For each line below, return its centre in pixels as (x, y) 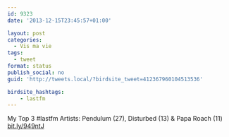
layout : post (26, 33)
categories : (25, 40)
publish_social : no (36, 72)
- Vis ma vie (33, 47)
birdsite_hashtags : (36, 92)
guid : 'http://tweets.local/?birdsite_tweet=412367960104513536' (105, 79)
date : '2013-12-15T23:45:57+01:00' (60, 20)
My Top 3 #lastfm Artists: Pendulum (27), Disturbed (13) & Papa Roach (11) (115, 119)
